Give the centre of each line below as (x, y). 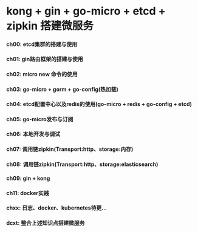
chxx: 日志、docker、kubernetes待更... (57, 208)
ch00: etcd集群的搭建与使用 (42, 44)
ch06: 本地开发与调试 (33, 134)
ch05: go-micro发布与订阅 (40, 119)
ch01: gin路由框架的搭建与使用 (45, 59)
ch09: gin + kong (28, 178)
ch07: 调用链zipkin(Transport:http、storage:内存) (70, 149)
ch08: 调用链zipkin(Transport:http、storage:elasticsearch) (82, 164)
